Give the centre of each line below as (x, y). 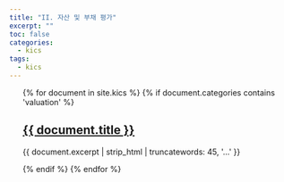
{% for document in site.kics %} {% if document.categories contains (149, 92)
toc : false (30, 34)
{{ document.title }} (78, 130)
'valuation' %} (48, 102)
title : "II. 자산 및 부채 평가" (63, 17)
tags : (19, 59)
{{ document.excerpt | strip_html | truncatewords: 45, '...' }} (131, 152)
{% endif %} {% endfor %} (72, 169)
